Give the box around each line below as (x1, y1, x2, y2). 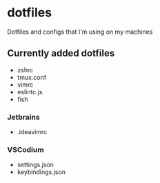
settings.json (17, 160, 54, 169)
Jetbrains (7, 112, 40, 122)
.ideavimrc (17, 128, 48, 136)
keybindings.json (17, 168, 66, 176)
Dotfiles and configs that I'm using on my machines (7, 28, 153, 36)
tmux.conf (17, 73, 47, 81)
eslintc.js (17, 87, 43, 96)
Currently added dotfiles (7, 47, 115, 59)
